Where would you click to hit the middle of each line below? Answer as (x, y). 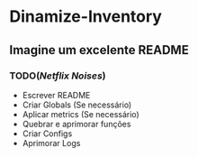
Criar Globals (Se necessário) (77, 105)
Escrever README (56, 95)
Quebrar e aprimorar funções (76, 124)
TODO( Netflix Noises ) (58, 76)
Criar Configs (47, 134)
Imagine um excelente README (99, 50)
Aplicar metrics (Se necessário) (81, 114)
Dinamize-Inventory (85, 17)
